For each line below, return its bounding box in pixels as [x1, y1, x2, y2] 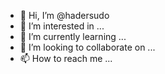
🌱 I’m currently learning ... [19, 31, 127, 42]
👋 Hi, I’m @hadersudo [19, 10, 110, 21]
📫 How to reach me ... [19, 53, 113, 64]
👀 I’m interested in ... [19, 20, 105, 32]
